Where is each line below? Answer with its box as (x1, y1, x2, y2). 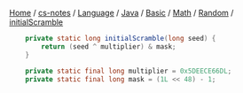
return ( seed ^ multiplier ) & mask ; (41, 42, 176, 51)
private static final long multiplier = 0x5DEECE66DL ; (25, 66, 232, 75)
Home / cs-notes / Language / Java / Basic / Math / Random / (9, 8, 234, 18)
